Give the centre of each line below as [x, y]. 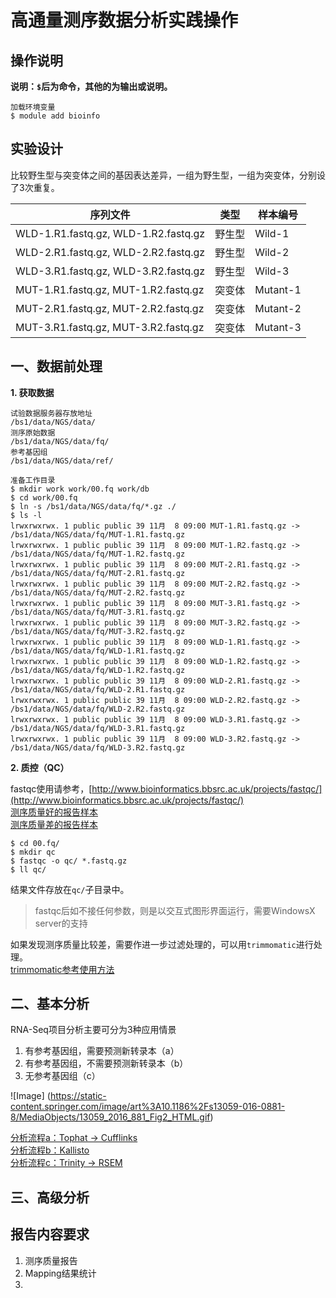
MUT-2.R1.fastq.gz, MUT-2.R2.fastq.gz [110, 308]
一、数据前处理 [56, 366]
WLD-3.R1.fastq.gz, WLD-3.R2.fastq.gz [110, 271]
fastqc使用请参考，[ [51, 788]
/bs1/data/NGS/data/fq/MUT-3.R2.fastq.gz [98, 631]
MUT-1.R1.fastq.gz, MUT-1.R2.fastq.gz [110, 289]
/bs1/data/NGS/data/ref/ [62, 461]
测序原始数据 [33, 432]
